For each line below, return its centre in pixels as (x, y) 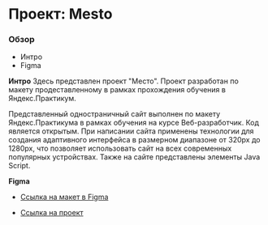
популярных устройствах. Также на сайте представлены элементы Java (134, 157)
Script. (19, 166)
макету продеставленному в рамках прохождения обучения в (117, 90)
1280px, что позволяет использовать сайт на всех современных (120, 149)
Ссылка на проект (52, 213)
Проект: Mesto (61, 14)
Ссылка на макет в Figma (64, 197)
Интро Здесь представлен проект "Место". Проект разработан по (124, 81)
